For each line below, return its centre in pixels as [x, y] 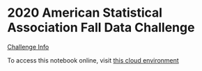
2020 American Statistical [85, 13]
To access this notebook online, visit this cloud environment [93, 60]
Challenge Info [28, 47]
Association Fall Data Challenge [101, 27]
